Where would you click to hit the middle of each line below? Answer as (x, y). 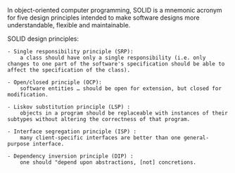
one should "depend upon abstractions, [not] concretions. (108, 162)
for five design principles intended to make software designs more (103, 18)
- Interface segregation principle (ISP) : (72, 132)
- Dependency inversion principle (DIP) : (70, 156)
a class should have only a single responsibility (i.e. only (113, 58)
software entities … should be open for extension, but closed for (121, 89)
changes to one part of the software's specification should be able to (116, 64)
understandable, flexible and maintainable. (69, 25)
